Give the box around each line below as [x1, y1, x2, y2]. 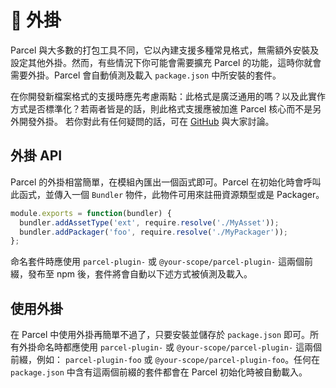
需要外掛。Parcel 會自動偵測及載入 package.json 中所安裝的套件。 [10, 69, 282, 81]
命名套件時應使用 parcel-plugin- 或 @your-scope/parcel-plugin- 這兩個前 [10, 256, 314, 268]
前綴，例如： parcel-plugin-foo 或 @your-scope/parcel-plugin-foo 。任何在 [10, 354, 321, 366]
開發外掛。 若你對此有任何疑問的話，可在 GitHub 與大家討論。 [18, 115, 275, 127]
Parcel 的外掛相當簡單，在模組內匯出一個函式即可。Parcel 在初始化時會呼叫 [10, 176, 322, 188]
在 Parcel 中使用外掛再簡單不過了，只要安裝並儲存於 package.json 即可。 [10, 329, 311, 341]
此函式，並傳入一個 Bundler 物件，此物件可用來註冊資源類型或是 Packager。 [10, 188, 325, 200]
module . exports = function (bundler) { [10, 208, 172, 218]
